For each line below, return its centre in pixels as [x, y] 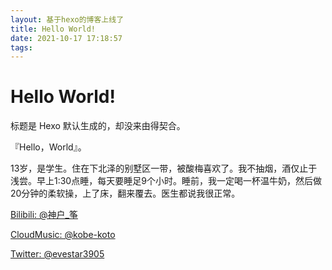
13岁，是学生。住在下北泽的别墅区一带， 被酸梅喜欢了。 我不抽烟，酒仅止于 [164, 168]
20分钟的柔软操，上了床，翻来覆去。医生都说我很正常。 [125, 193]
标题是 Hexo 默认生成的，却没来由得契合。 [98, 126]
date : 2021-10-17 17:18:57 [66, 38]
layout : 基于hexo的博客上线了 [67, 19]
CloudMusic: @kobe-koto [63, 235]
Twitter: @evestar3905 [57, 254]
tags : [21, 47]
